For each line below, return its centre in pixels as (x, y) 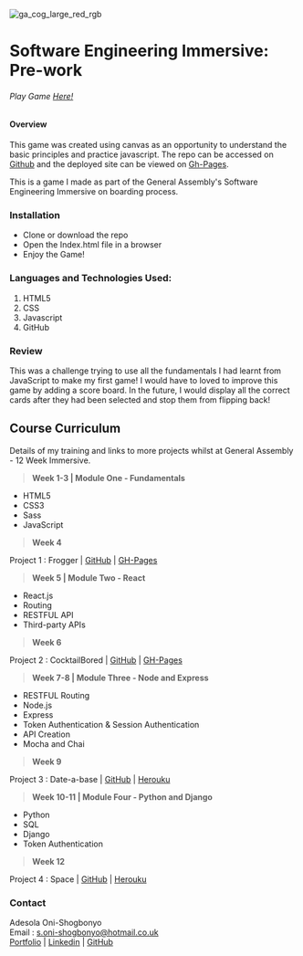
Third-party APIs (54, 625)
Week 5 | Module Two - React (89, 578)
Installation (35, 215)
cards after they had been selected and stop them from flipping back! (140, 399)
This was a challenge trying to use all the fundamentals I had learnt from (145, 371)
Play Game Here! (42, 96)
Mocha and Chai (53, 743)
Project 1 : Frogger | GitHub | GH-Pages (84, 560)
